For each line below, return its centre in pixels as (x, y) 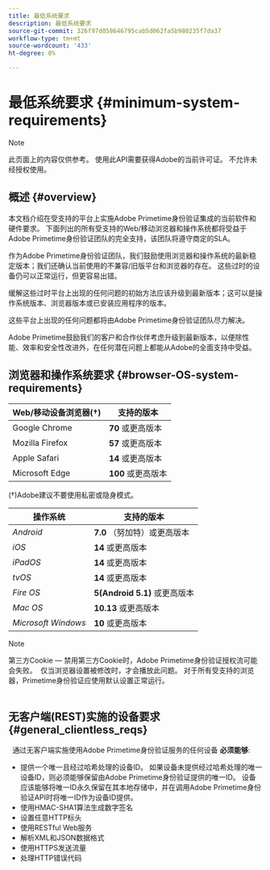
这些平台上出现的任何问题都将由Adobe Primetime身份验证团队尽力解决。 (129, 320)
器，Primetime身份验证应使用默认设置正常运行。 (89, 680)
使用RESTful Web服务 (56, 828)
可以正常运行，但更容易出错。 (72, 276)
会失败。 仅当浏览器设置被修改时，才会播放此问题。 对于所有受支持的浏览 (131, 670)
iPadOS (27, 562)
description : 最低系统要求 (50, 23)
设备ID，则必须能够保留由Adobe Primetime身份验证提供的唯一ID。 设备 (138, 777)
